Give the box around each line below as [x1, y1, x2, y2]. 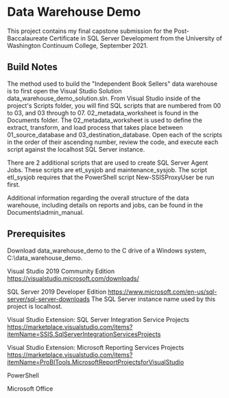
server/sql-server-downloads [7, 294, 91, 303]
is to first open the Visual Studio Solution [7, 86, 122, 95]
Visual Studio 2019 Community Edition [7, 267, 115, 275]
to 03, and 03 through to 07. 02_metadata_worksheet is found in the [7, 108, 199, 117]
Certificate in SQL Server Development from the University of [49, 34, 223, 42]
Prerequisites [7, 228, 66, 240]
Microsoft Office [7, 384, 53, 393]
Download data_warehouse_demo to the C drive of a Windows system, [7, 246, 207, 255]
